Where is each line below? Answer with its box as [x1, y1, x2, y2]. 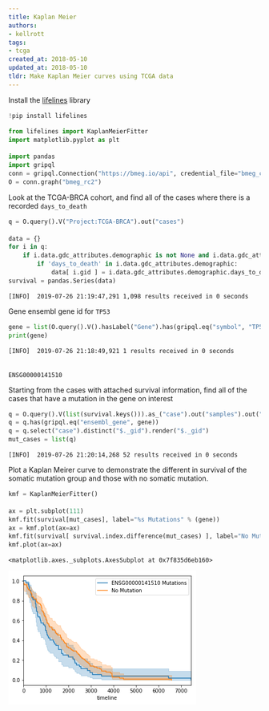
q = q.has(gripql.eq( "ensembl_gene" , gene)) [8, 418, 159, 427]
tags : [8, 39, 26, 47]
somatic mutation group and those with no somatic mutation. [8, 473, 209, 483]
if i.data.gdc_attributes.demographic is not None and [22, 251, 210, 260]
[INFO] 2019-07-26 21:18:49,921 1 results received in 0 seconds [8, 347, 235, 355]
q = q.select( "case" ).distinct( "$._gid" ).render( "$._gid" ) [8, 427, 210, 435]
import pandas [8, 152, 56, 160]
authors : [8, 21, 38, 30]
